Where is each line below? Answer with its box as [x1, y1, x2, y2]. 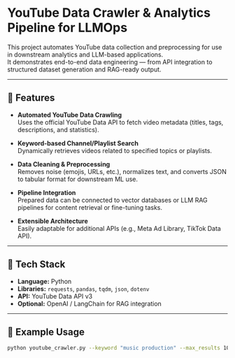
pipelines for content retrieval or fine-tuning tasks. [17, 203, 163, 211]
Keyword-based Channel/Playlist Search [17, 138, 138, 148]
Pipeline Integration [17, 188, 76, 196]
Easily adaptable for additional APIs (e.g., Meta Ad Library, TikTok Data [17, 224, 222, 232]
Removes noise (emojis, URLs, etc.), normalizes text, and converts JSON [17, 167, 227, 176]
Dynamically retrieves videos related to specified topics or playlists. [17, 146, 212, 155]
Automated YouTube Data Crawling [17, 110, 122, 119]
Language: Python [17, 277, 72, 285]
